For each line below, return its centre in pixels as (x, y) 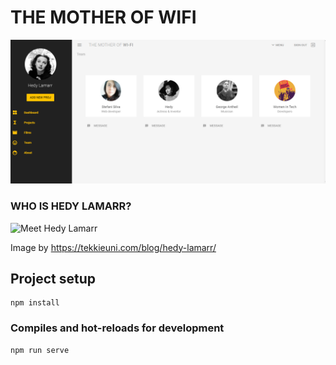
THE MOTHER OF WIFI (103, 17)
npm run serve (40, 350)
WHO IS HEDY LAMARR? (71, 206)
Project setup (53, 278)
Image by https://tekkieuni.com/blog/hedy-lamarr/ (113, 247)
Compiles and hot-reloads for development (117, 328)
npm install (35, 303)
